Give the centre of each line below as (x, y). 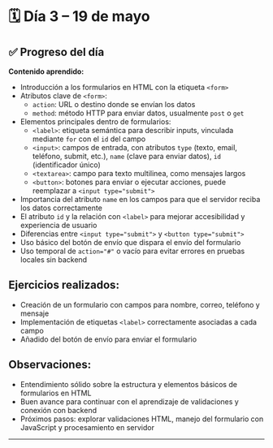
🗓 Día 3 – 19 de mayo (79, 17)
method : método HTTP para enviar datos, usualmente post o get (138, 113)
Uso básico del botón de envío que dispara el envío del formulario (130, 242)
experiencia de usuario (58, 225)
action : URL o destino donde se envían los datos (114, 104)
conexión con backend (58, 410)
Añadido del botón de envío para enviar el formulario (108, 339)
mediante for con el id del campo (89, 139)
